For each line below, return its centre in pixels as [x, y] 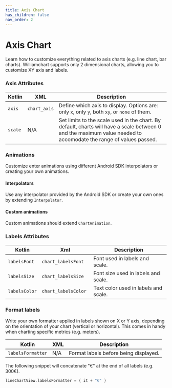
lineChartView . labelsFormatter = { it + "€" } [56, 380]
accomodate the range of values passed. [108, 139]
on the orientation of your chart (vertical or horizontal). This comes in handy [85, 326]
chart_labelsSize [63, 276]
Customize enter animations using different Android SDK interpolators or [82, 166]
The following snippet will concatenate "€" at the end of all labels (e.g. [79, 365]
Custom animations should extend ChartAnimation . [59, 223]
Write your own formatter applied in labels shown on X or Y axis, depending [85, 321]
